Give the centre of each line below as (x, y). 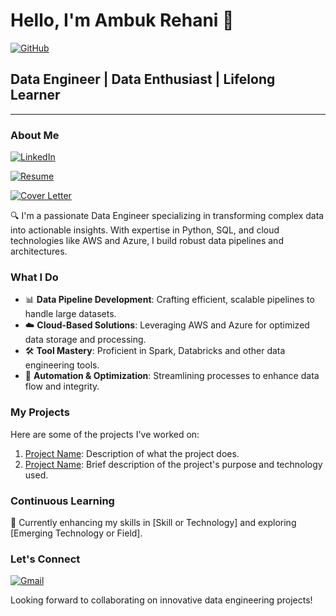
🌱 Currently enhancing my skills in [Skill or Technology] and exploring (153, 522)
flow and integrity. (62, 386)
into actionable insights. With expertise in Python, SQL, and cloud (145, 230)
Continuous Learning (62, 501)
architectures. (39, 251)
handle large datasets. (70, 314)
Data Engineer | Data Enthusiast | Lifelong (143, 79)
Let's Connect (45, 559)
